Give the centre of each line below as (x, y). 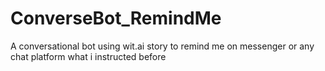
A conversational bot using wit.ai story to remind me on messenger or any (162, 46)
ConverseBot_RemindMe (116, 18)
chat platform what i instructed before (88, 56)
